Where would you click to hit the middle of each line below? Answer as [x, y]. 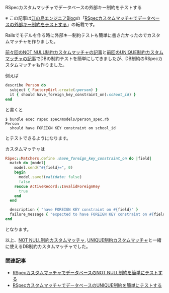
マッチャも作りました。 [43, 65]
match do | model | [28, 163]
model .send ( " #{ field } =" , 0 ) [44, 168]
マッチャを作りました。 [34, 41]
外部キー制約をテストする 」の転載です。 [56, 25]
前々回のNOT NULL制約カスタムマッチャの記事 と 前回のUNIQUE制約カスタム [84, 52]
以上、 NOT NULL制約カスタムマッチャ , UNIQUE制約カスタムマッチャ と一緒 [83, 240]
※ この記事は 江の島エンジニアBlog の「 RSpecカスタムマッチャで [72, 18]
